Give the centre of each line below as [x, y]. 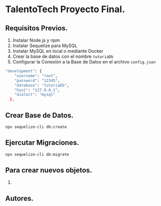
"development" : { [24, 71]
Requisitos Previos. [37, 28]
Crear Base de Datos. [39, 115]
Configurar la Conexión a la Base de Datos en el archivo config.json [84, 62]
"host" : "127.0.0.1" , [37, 90]
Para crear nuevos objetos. [49, 170]
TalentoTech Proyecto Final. [65, 9]
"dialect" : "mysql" [35, 95]
